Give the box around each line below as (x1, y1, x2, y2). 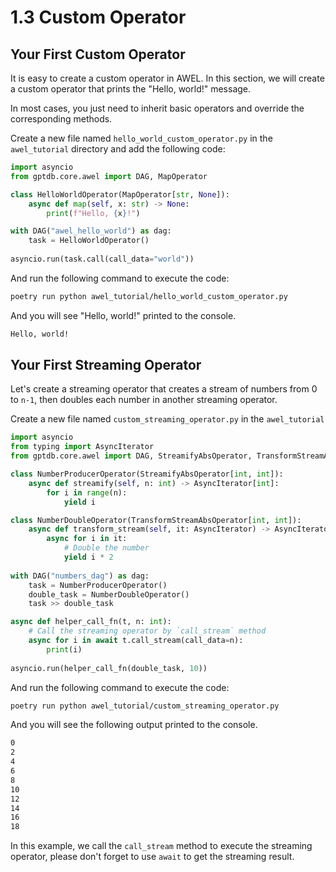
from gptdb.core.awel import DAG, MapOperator (10, 171, 208, 181)
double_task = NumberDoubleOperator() (28, 589, 190, 600)
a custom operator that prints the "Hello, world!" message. (10, 83, 252, 95)
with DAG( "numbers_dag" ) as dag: (10, 571, 150, 581)
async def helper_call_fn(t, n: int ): (10, 617, 172, 627)
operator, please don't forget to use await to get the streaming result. (10, 851, 295, 863)
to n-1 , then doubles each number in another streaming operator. (10, 394, 278, 406)
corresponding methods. (10, 113, 113, 125)
